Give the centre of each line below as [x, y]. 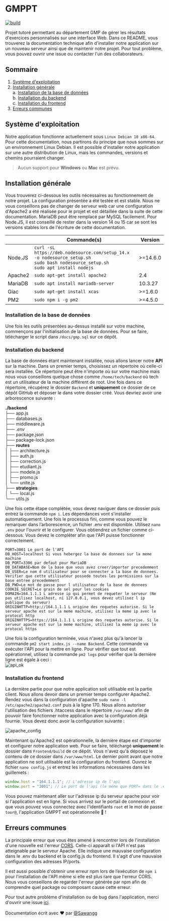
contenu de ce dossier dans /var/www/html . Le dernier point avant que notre [84, 757]
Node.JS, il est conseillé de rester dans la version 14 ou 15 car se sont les [81, 222]
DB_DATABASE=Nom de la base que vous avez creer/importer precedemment [82, 567]
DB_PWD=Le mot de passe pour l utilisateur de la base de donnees [76, 585]
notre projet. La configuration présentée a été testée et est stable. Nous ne [82, 201]
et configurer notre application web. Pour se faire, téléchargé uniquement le [84, 746]
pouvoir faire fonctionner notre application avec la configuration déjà [76, 716]
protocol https [21, 629]
